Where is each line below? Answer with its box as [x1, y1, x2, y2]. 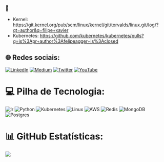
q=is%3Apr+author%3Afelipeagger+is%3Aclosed [12, 38, 119, 44]
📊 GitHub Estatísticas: [5, 131, 104, 142]
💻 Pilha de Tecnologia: [5, 86, 105, 97]
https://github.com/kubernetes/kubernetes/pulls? [39, 33, 145, 39]
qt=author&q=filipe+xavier [12, 27, 69, 33]
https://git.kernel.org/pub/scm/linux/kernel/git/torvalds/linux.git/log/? [12, 22, 159, 28]
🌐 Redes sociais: [5, 53, 60, 62]
